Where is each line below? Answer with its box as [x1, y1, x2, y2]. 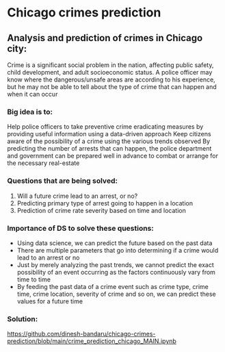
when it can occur [7, 90, 58, 98]
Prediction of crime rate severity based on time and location [16, 206, 186, 214]
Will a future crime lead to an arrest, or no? [16, 192, 138, 200]
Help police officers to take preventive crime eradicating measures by [7, 123, 204, 131]
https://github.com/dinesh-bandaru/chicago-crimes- [7, 330, 156, 338]
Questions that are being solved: [7, 176, 118, 186]
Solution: [7, 314, 38, 323]
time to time [16, 275, 51, 284]
